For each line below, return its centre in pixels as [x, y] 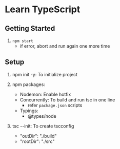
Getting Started [30, 28]
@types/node [42, 116]
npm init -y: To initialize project [45, 74]
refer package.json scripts [55, 105]
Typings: [29, 111]
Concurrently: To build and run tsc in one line [67, 100]
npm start [23, 41]
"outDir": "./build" [38, 136]
